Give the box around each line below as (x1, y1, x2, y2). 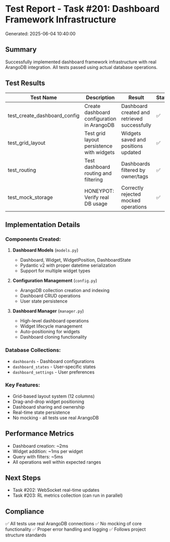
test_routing (8, 166, 36, 173)
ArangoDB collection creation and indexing (20, 287, 110, 294)
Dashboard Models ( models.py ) (12, 247, 78, 254)
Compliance (5, 507, 45, 516)
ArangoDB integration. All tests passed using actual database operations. (5, 64, 158, 70)
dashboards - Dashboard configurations (12, 358, 95, 364)
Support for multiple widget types (20, 268, 91, 274)
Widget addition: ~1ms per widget (12, 448, 83, 454)
